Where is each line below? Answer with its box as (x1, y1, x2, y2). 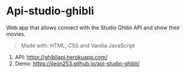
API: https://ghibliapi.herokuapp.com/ (14, 53, 108, 60)
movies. (6, 30, 26, 37)
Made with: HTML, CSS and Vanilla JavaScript (20, 42, 135, 49)
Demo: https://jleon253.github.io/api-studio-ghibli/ (14, 60, 140, 67)
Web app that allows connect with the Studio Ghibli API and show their (6, 24, 181, 31)
